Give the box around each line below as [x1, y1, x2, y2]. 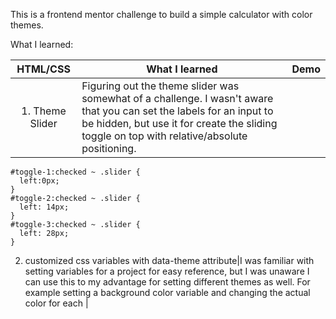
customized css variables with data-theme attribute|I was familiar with [24, 255, 315, 266]
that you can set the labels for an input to [81, 104, 274, 118]
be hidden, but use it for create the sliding [81, 117, 278, 130]
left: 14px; [19, 202, 70, 212]
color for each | [24, 297, 89, 309]
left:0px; [19, 176, 60, 186]
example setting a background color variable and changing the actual [24, 287, 311, 298]
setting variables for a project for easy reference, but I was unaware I [24, 265, 310, 277]
